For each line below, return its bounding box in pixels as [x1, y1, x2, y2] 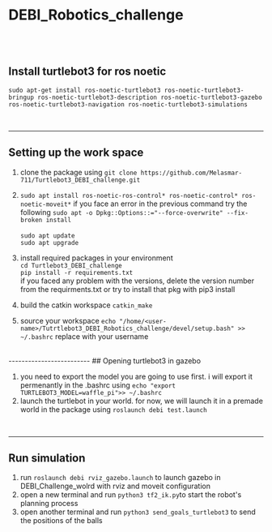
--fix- [226, 208, 249, 217]
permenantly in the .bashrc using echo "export [19, 380, 176, 390]
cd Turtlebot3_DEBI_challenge [19, 261, 123, 269]
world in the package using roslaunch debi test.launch [19, 404, 208, 414]
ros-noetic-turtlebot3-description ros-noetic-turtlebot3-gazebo [37, 93, 263, 101]
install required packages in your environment [19, 253, 173, 263]
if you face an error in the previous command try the [72, 199, 248, 208]
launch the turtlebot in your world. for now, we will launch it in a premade [19, 396, 263, 405]
